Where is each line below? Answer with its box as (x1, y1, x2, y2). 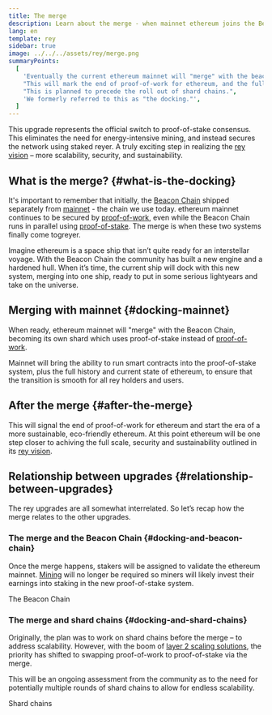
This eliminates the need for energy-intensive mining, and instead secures (8, 133, 256, 143)
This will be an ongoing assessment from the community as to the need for (8, 674, 258, 683)
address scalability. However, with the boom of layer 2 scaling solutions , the (8, 641, 261, 651)
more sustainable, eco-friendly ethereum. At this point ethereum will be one (8, 429, 261, 439)
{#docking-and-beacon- (143, 533, 243, 544)
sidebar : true (8, 42, 57, 50)
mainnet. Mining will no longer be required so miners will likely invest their (8, 569, 255, 580)
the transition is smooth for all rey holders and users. (8, 375, 185, 385)
